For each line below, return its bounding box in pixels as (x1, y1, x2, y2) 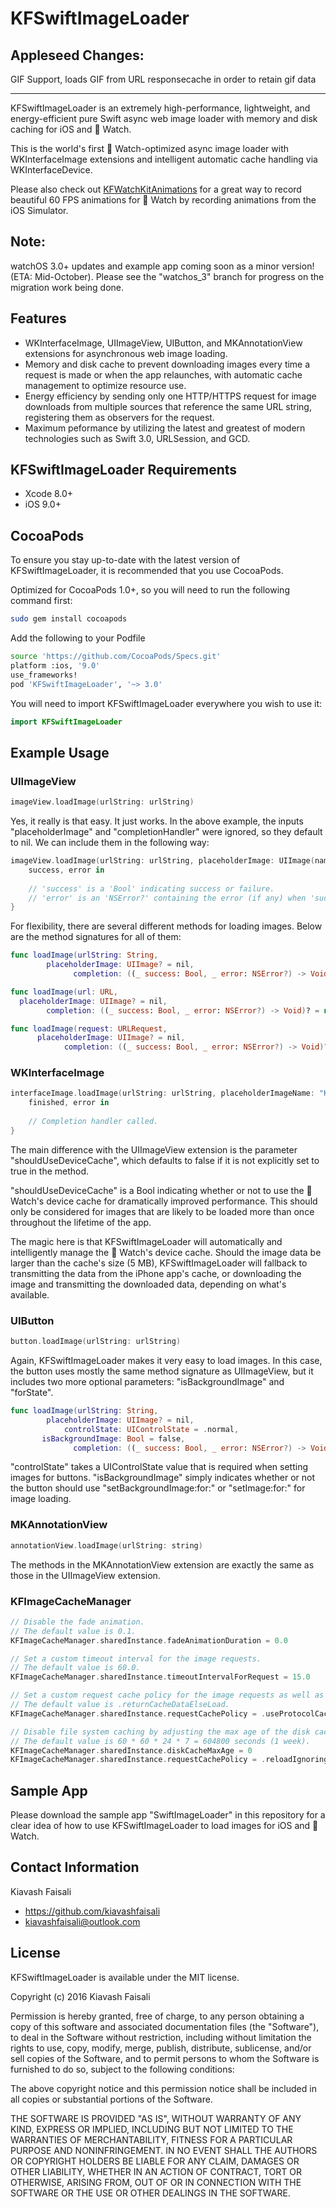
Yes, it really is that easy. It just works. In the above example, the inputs (10, 815, 304, 827)
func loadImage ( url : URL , (10, 987, 118, 997)
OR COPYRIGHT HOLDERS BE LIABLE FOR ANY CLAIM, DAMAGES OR (10, 2155, 300, 2167)
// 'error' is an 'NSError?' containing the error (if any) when (28, 893, 307, 903)
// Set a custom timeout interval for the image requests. (10, 1653, 262, 1664)
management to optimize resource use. (24, 379, 187, 391)
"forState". (10, 1387, 54, 1399)
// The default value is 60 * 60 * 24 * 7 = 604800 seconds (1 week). (10, 1736, 311, 1746)
